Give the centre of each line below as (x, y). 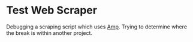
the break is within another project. (49, 33)
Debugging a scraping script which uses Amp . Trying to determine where (97, 27)
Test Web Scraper (52, 10)
